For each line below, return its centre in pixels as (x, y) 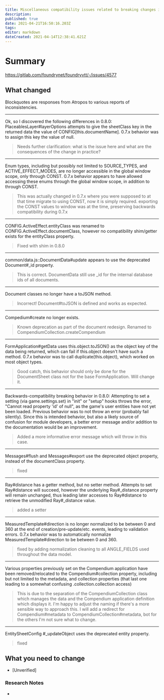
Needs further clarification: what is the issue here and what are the (84, 146)
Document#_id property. (30, 265)
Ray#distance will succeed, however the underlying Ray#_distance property (82, 490)
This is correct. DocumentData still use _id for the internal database (85, 275)
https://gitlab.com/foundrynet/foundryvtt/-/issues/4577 (61, 75)
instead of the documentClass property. (45, 461)
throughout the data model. (44, 554)
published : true (21, 19)
